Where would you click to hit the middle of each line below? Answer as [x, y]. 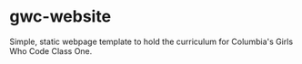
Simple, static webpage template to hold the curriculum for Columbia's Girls [151, 41]
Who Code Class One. [51, 50]
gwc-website [60, 17]
